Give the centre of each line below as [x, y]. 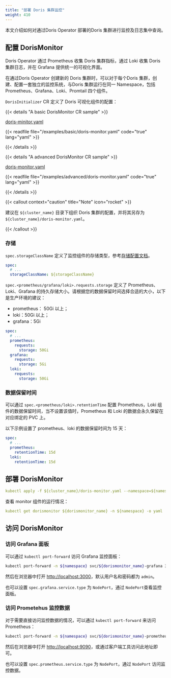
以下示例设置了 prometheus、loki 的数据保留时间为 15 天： [66, 428]
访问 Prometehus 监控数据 [38, 608]
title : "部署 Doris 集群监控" [35, 10]
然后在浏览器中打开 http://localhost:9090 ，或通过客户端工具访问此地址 [79, 646]
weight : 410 [18, 15]
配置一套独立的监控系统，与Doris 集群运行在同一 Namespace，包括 [85, 84]
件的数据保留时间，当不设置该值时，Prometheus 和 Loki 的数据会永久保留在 [84, 411]
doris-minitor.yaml [24, 122]
